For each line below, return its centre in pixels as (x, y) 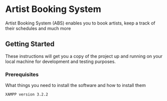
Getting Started (30, 44)
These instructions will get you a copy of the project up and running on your (84, 56)
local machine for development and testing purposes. (61, 61)
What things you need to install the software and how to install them (75, 85)
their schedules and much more (38, 28)
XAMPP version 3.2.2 (27, 94)
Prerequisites (22, 74)
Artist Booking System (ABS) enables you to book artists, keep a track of (80, 23)
